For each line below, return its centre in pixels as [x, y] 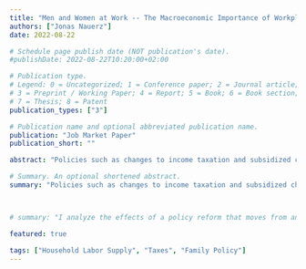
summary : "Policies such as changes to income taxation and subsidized [148, 185]
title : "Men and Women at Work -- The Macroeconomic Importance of [140, 18]
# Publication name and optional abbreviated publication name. [134, 127]
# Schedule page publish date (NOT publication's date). [120, 51]
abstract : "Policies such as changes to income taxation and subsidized [150, 160]
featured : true [38, 233]
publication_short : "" [52, 144]
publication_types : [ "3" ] [58, 110]
